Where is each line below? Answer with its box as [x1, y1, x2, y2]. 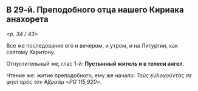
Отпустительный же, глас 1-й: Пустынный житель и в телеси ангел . [6, 60, 184, 67]
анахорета [6, 14, 49, 25]
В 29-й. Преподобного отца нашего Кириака [6, 5, 184, 15]
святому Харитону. [6, 48, 56, 55]
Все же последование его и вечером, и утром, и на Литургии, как [6, 42, 178, 49]
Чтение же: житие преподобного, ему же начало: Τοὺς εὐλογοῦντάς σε [6, 72, 193, 79]
